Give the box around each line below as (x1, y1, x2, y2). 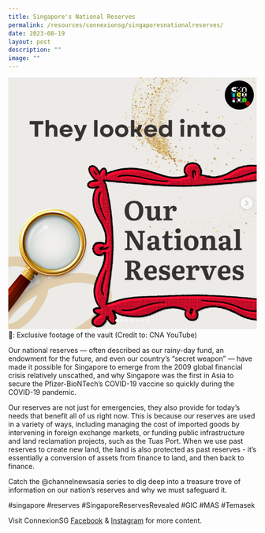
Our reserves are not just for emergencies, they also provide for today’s (8, 403, 241, 412)
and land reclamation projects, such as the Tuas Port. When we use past (8, 437, 244, 446)
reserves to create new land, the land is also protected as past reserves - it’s (8, 445, 257, 454)
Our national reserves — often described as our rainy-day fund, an (8, 346, 225, 355)
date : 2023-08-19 (8, 29, 65, 37)
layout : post (8, 38, 51, 46)
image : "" (8, 54, 41, 62)
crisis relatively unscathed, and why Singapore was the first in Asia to (8, 371, 234, 381)
